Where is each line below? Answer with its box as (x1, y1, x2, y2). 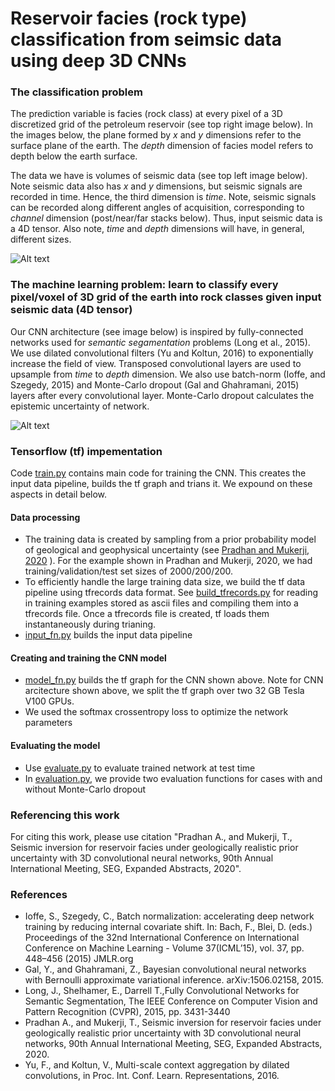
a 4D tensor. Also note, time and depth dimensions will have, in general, (10, 223, 305, 235)
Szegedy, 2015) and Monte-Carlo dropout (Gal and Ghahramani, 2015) (10, 378, 300, 391)
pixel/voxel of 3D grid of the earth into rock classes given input (10, 290, 322, 304)
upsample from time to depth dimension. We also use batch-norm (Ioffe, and (10, 368, 326, 380)
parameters (24, 717, 73, 729)
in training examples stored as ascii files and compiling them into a (24, 597, 299, 609)
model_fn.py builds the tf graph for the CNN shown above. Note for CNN (24, 674, 324, 686)
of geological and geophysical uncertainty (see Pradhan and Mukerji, (24, 544, 310, 556)
